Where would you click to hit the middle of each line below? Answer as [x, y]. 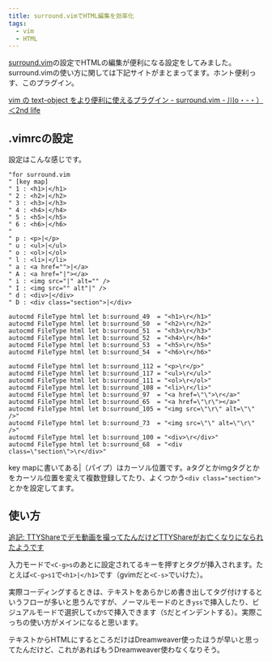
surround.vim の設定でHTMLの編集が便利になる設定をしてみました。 [122, 62]
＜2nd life [25, 110]
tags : [17, 24]
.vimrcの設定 [41, 138]
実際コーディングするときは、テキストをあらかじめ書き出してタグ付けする [132, 591]
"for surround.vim [39, 175]
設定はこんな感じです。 [47, 160]
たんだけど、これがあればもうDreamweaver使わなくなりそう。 [119, 649]
